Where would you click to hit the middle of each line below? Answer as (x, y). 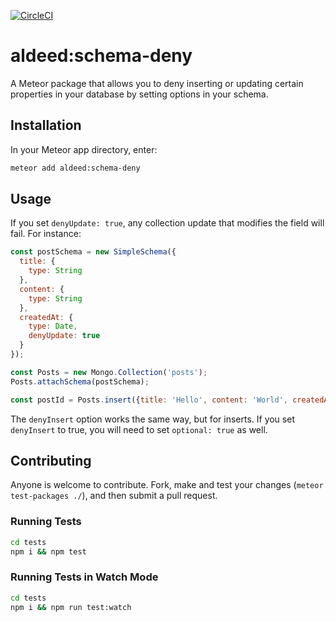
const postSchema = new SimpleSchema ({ (93, 252)
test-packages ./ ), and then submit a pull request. (114, 496)
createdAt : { (46, 317)
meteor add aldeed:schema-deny (75, 168)
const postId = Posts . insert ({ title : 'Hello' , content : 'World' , (149, 400)
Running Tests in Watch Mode (84, 577)
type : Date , (53, 326)
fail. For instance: (46, 234)
